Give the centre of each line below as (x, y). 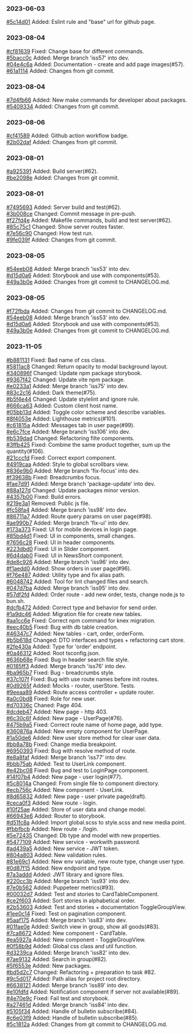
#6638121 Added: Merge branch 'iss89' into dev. (67, 985)
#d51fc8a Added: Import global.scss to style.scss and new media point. (96, 822)
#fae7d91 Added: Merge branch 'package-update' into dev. (81, 484)
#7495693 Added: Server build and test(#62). (64, 207)
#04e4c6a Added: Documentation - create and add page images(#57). (96, 64)
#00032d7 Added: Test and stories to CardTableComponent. (83, 894)
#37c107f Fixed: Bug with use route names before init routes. (83, 679)
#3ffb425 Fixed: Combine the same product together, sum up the (89, 444)
